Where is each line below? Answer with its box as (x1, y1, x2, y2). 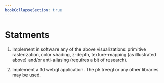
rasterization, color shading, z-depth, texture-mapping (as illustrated (12, 51, 156, 57)
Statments (5, 29, 50, 40)
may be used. (12, 72, 41, 78)
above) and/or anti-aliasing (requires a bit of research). (12, 57, 128, 63)
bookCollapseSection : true (5, 7, 62, 13)
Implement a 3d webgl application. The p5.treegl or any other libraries (12, 66, 159, 72)
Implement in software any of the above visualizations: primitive (12, 46, 146, 52)
